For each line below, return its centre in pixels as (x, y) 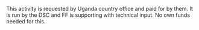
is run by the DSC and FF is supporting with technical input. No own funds (98, 15)
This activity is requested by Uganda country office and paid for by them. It (99, 9)
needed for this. (26, 21)
